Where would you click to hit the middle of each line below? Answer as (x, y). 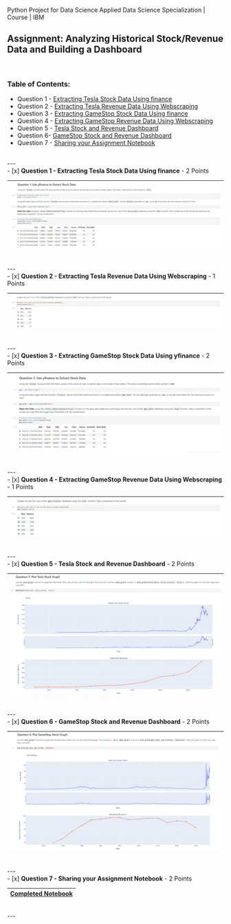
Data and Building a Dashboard (75, 50)
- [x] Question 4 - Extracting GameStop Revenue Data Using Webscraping (114, 480)
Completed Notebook (42, 893)
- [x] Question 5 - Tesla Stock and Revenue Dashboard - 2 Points (101, 564)
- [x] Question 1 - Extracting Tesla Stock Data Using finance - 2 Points (108, 171)
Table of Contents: (39, 84)
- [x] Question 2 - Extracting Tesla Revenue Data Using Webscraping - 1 (111, 276)
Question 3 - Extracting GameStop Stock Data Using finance (102, 114)
